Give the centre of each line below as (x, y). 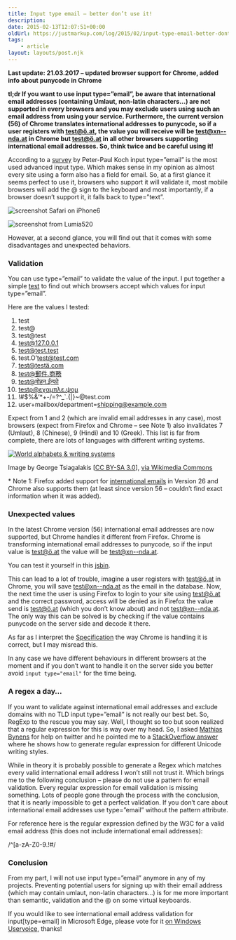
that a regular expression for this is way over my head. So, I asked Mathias (115, 729)
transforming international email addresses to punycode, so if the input (110, 544)
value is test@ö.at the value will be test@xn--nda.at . (83, 552)
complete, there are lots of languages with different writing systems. (106, 441)
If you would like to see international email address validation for (101, 914)
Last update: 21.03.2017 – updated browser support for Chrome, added (113, 73)
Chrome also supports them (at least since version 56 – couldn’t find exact (115, 489)
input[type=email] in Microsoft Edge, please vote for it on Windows (105, 921)
